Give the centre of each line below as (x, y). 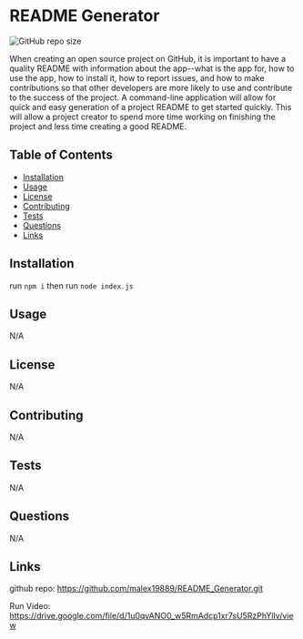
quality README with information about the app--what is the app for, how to (152, 68)
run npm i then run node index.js (71, 285)
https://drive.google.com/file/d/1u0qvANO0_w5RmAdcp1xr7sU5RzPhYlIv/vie (151, 616)
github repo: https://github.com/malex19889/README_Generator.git (136, 589)
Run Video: (30, 606)
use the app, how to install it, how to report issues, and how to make (137, 77)
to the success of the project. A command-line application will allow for (143, 97)
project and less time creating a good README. (98, 126)
